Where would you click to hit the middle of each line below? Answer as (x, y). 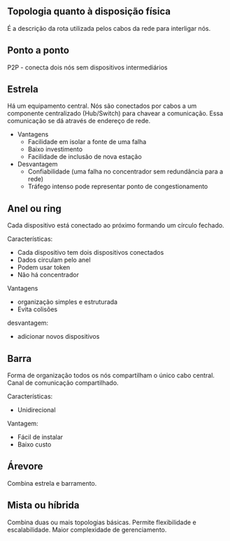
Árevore (25, 466)
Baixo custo (34, 444)
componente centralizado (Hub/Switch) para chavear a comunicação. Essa (115, 113)
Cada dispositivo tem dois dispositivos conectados (91, 253)
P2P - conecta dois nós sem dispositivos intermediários (87, 67)
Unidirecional (36, 410)
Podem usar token (44, 267)
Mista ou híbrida (43, 506)
